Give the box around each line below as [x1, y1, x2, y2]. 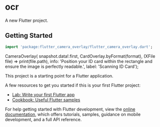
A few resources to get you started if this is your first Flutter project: [5, 82, 141, 88]
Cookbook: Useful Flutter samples [12, 96, 80, 103]
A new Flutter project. [5, 17, 48, 23]
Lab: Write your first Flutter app [12, 92, 75, 97]
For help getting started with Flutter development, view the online [5, 106, 136, 112]
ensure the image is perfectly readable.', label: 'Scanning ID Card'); [5, 63, 139, 69]
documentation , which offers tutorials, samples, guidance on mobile [5, 111, 141, 117]
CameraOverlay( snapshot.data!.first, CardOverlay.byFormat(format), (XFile [5, 53, 156, 59]
